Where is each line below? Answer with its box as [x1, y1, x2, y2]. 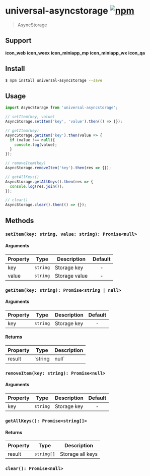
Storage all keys [60, 451, 98, 458]
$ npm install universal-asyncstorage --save [5, 78, 102, 83]
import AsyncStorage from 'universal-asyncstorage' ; [5, 105, 118, 111]
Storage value [54, 272, 88, 279]
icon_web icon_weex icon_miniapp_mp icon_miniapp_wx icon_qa [5, 49, 145, 56]
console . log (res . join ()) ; [10, 184, 64, 189]
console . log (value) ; [14, 142, 57, 147]
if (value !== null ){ [10, 137, 55, 142]
